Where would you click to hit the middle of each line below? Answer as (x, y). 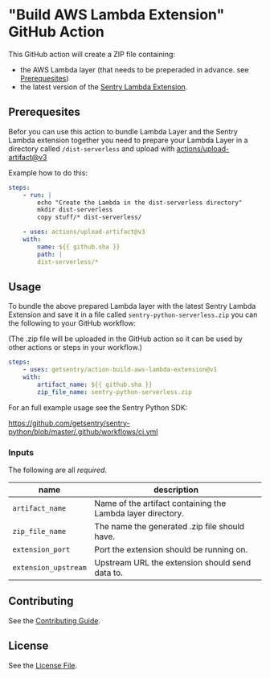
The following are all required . (57, 470)
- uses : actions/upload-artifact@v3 (84, 232)
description (176, 490)
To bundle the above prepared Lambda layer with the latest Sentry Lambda (132, 306)
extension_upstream (49, 567)
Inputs (21, 452)
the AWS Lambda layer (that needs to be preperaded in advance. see (134, 69)
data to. (108, 573)
